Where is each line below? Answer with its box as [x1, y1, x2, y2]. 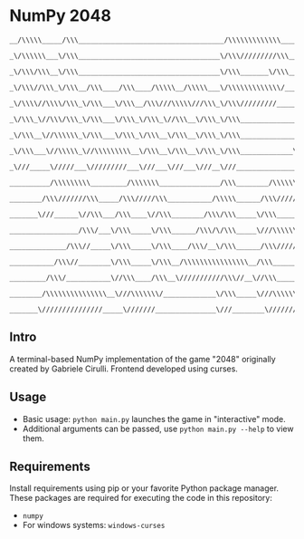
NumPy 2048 [9, 5, 111, 26]
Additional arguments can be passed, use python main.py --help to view [22, 423, 294, 434]
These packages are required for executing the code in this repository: [9, 493, 273, 504]
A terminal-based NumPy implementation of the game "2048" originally [9, 353, 276, 364]
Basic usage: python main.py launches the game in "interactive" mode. [22, 413, 287, 424]
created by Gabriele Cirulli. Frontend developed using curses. [9, 363, 238, 374]
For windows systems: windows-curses [22, 520, 166, 531]
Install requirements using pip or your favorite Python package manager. [9, 483, 279, 494]
